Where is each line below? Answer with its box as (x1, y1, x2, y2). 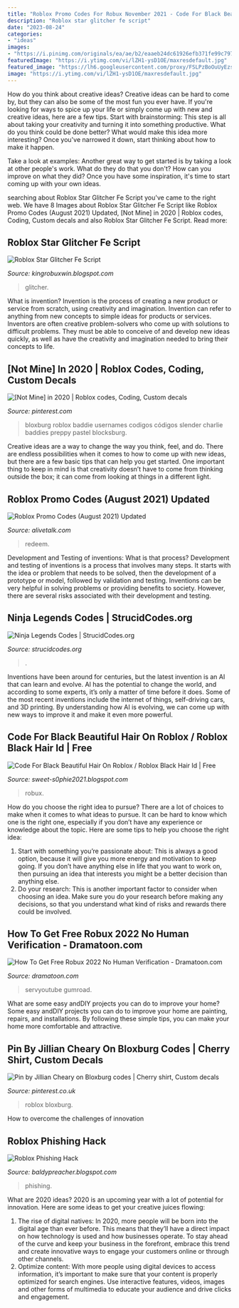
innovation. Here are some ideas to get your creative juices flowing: (7, 1203, 206, 1211)
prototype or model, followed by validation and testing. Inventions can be (7, 576, 222, 585)
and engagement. (17, 1292, 70, 1301)
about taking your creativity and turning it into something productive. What (7, 120, 226, 128)
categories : (7, 30, 43, 38)
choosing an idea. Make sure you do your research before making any (17, 892, 223, 901)
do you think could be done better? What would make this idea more (7, 128, 208, 136)
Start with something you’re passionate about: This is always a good (17, 847, 218, 855)
